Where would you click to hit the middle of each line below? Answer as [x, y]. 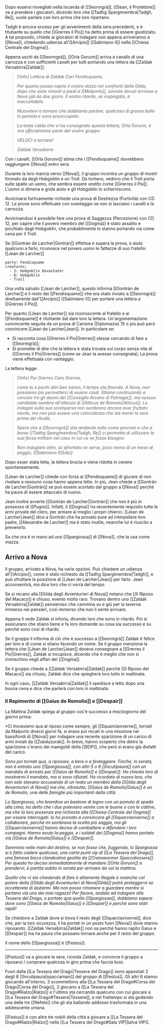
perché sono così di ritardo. [33, 629]
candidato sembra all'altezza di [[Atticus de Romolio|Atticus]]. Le [82, 403]
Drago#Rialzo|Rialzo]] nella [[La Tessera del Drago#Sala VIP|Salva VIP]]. [77, 1022]
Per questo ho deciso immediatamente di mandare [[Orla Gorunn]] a [73, 863]
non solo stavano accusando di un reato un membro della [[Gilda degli [76, 782]
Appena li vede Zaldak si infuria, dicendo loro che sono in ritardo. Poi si [76, 619]
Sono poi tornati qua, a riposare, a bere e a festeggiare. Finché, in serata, [79, 762]
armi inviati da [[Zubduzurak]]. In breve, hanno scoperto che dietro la [74, 742]
